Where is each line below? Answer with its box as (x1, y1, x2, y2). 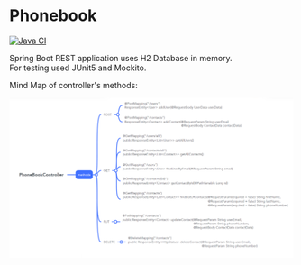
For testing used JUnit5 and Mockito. (9, 62, 147, 73)
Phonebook (9, 5, 97, 26)
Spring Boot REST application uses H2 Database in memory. (9, 52, 233, 63)
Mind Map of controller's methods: (9, 79, 138, 90)
